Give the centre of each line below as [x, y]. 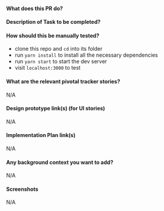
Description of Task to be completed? [53, 22]
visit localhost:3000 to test [48, 68]
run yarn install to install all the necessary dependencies [86, 55]
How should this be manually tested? [53, 35]
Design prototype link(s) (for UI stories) [56, 108]
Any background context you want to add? [60, 162]
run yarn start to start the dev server [61, 61]
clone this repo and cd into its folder [59, 49]
